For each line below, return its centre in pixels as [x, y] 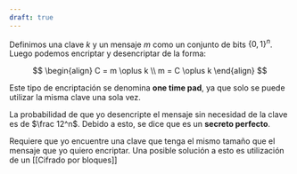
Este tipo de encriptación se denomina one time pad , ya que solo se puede [147, 88]
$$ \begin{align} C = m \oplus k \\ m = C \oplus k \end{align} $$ [150, 71]
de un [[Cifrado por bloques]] [63, 160]
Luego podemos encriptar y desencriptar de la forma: [108, 53]
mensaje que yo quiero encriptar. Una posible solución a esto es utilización [147, 151]
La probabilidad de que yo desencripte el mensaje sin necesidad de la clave [148, 115]
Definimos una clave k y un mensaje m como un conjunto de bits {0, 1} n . [141, 43]
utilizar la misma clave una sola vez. [75, 98]
